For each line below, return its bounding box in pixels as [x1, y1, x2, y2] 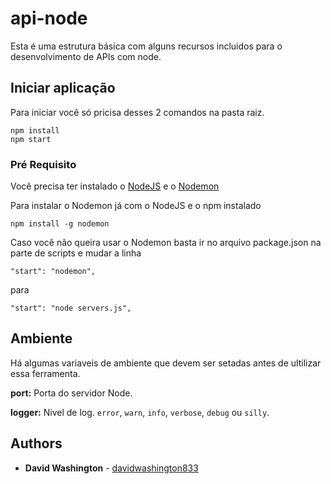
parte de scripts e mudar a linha [10, 247, 142, 259]
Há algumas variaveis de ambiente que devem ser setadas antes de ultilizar [10, 357, 322, 369]
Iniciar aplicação [10, 80, 116, 97]
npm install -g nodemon [10, 219, 110, 229]
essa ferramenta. [10, 367, 81, 379]
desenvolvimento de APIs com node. [10, 50, 162, 62]
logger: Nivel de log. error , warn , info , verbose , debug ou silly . [10, 406, 270, 418]
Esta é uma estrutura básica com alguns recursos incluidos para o [10, 40, 283, 52]
